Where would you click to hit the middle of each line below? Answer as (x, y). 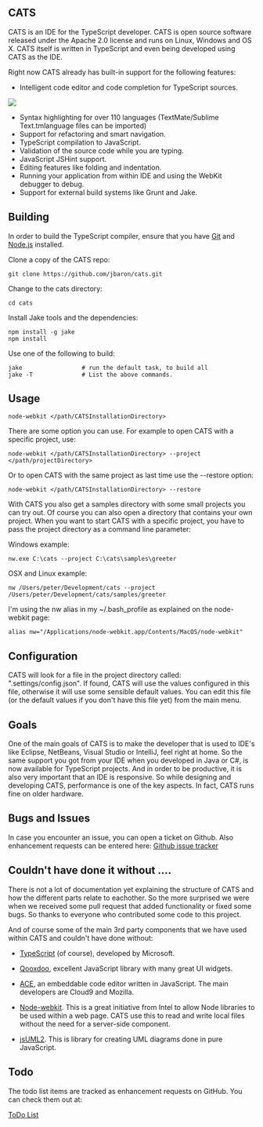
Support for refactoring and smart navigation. (92, 134)
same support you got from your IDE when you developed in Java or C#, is (128, 760)
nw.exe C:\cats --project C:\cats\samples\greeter (92, 559)
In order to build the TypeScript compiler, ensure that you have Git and (121, 236)
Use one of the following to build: (61, 353)
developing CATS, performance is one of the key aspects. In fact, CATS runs (131, 785)
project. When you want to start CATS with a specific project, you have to (126, 521)
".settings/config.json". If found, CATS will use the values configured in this (129, 683)
